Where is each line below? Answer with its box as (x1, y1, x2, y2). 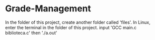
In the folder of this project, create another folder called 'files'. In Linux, (5, 19, 151, 25)
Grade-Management (5, 3, 91, 14)
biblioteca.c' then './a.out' (5, 30, 57, 36)
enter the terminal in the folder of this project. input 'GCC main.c (5, 24, 137, 30)
